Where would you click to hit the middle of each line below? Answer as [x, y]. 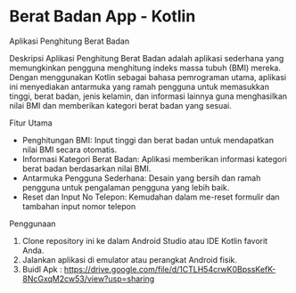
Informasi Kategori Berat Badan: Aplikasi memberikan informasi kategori [154, 159]
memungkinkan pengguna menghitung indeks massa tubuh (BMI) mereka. [145, 68]
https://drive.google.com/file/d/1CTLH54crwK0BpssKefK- [170, 269]
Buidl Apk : [42, 269]
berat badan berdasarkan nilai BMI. [86, 168]
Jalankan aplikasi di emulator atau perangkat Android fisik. [130, 259]
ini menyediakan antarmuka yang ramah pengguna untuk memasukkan [140, 86]
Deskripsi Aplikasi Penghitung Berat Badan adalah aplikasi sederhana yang [147, 58]
